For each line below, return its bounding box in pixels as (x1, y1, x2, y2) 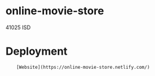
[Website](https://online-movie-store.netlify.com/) (16, 64, 150, 70)
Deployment (5, 45, 68, 58)
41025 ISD (5, 24, 31, 31)
